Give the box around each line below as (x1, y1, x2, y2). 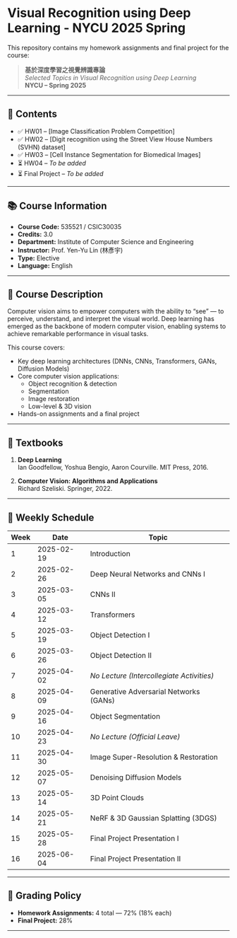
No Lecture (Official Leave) (90, 732, 181, 741)
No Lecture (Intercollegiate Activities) (90, 671, 214, 681)
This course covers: (7, 343, 66, 352)
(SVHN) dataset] (17, 143, 66, 151)
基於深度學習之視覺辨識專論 (24, 65, 106, 74)
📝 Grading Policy (7, 890, 82, 902)
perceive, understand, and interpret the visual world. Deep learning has (7, 315, 215, 323)
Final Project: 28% (17, 916, 73, 925)
